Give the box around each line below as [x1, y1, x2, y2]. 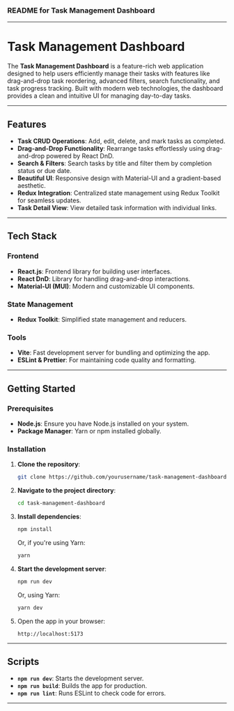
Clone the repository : [17, 460, 81, 469]
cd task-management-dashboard [17, 500, 106, 507]
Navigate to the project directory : [17, 486, 116, 495]
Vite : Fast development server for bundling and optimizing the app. [17, 348, 210, 357]
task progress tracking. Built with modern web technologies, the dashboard [7, 84, 224, 93]
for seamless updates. [17, 196, 81, 204]
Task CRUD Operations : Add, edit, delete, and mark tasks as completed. [17, 137, 226, 145]
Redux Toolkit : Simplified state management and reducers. [17, 315, 187, 324]
